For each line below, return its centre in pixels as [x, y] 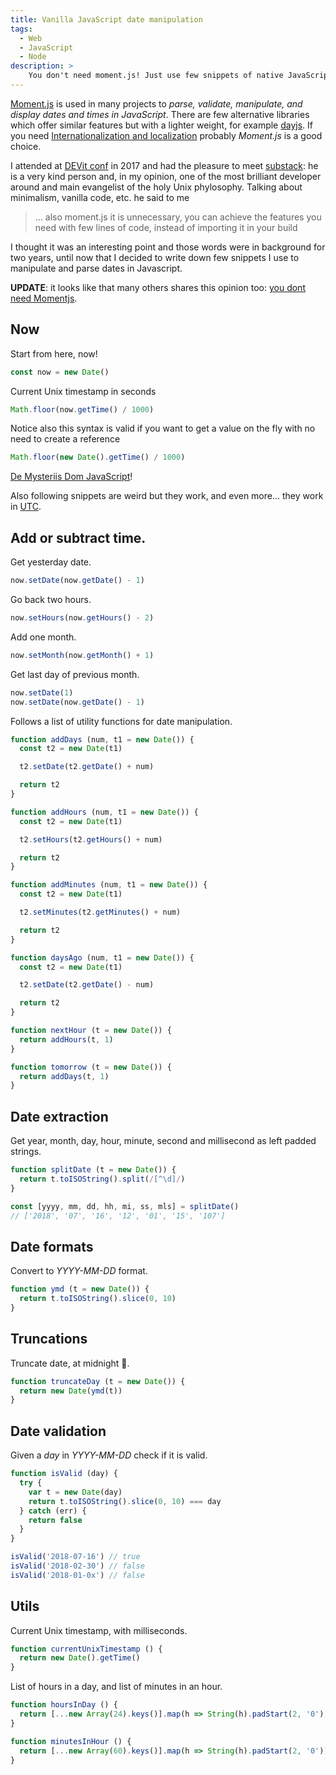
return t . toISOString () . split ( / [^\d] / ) [102, 1179]
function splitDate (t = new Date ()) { [93, 1170]
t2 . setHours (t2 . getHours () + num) [91, 839]
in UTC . [26, 507]
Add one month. [43, 637]
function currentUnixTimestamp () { [86, 1649]
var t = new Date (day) [75, 1492]
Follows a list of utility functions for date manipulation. [121, 721]
